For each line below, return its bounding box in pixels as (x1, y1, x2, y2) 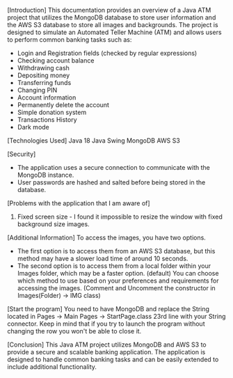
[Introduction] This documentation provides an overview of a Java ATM (7, 6, 211, 14)
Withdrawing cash (17, 64, 70, 72)
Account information (17, 93, 77, 102)
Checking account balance (17, 56, 95, 65)
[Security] (7, 150, 36, 158)
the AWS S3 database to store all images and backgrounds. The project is (7, 21, 218, 29)
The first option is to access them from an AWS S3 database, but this (17, 247, 216, 255)
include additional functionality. (7, 363, 97, 371)
